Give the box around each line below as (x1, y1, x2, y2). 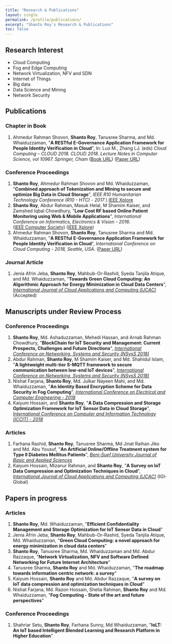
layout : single (5, 12, 38, 17)
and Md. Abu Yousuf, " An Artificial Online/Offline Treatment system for (12, 446, 167, 452)
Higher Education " (12, 633, 53, 639)
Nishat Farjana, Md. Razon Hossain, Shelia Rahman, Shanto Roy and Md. (12, 586, 167, 593)
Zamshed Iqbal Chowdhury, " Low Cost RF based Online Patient (12, 208, 148, 214)
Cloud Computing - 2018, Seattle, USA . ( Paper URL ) (12, 246, 123, 252)
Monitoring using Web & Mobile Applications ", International (12, 213, 142, 219)
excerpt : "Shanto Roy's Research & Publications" (5, 22, 114, 27)
